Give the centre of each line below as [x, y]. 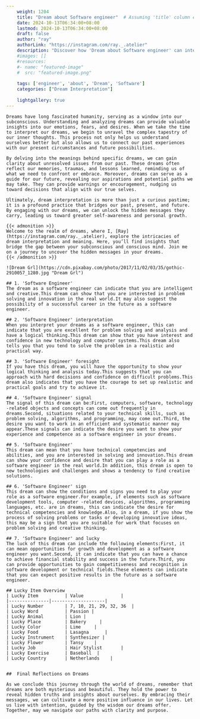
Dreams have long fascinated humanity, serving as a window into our [94, 117]
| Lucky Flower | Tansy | [51, 643]
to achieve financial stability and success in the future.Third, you [96, 559]
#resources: [32, 61]
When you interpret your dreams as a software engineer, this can [90, 325]
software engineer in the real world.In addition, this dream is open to [100, 465]
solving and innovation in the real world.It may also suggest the [92, 299]
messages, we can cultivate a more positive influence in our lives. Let [100, 700]
